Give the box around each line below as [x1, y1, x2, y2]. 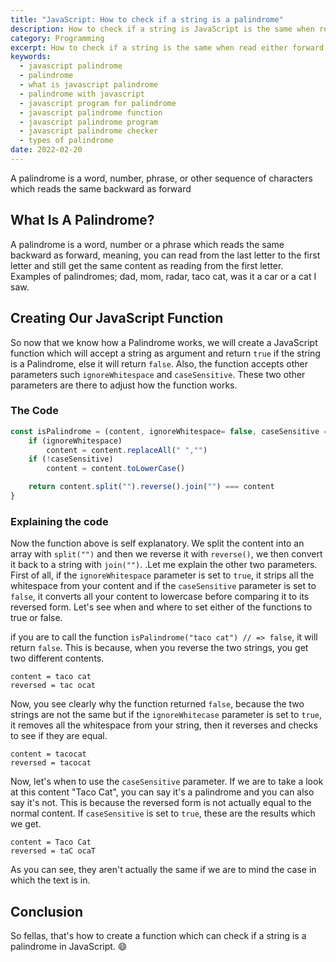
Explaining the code [10, 514, 109, 528]
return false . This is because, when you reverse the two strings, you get [10, 642, 309, 654]
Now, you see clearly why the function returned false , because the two [10, 698, 305, 710]
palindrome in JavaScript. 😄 [10, 941, 128, 953]
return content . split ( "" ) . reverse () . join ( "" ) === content [28, 482, 275, 492]
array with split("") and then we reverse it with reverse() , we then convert [10, 548, 323, 560]
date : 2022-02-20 [10, 145, 83, 155]
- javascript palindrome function [19, 107, 163, 118]
